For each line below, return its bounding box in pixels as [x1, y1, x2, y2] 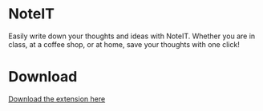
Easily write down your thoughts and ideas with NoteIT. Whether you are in [8, 31, 256, 41]
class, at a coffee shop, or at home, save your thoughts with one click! [8, 39, 241, 49]
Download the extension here [8, 93, 106, 104]
